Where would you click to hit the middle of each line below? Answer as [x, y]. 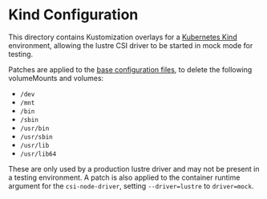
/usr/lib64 [38, 154]
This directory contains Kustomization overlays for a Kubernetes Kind [123, 37]
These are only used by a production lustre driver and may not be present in [134, 169]
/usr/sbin [36, 137]
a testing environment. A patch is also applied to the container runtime [124, 177]
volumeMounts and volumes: [56, 78]
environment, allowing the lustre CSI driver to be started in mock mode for [131, 45]
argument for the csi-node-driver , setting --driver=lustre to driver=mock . [131, 185]
